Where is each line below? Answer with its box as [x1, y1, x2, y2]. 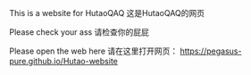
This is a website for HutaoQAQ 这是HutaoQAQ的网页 [9, 8, 205, 18]
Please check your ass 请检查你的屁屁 [9, 27, 150, 37]
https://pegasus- [180, 46, 242, 56]
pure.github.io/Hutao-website [9, 56, 118, 66]
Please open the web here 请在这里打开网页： [9, 46, 179, 56]
